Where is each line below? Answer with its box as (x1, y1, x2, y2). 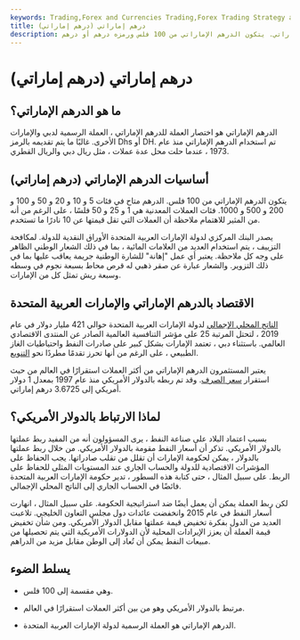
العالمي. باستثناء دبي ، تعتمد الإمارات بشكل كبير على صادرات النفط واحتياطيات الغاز (10, 338, 286, 349)
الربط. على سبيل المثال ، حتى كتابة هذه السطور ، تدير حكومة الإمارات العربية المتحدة (10, 471, 290, 481)
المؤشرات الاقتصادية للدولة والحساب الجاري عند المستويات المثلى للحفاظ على (10, 461, 270, 472)
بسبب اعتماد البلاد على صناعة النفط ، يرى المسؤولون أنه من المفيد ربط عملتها (10, 433, 268, 444)
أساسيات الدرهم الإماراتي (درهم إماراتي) (10, 171, 209, 187)
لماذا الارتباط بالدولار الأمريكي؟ (10, 409, 161, 424)
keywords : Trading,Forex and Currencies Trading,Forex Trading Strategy (10, 12, 286, 22)
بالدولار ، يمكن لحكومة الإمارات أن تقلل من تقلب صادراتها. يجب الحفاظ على (10, 452, 259, 463)
